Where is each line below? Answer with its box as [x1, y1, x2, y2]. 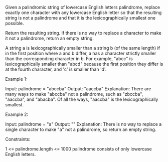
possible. [5, 20, 24, 26]
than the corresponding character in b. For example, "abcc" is [5, 56, 133, 62]
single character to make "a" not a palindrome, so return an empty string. [5, 126, 156, 132]
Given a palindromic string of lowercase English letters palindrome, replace [5, 5, 160, 10]
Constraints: [5, 136, 31, 142]
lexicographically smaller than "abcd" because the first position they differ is [5, 61, 163, 67]
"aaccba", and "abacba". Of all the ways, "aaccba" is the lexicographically [5, 96, 158, 102]
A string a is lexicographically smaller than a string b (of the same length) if [5, 45, 160, 51]
